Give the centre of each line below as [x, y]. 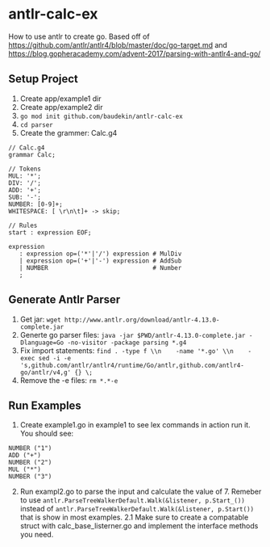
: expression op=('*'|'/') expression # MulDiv [100, 254]
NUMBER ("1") [30, 448]
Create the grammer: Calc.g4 [69, 133]
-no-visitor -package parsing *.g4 [127, 343]
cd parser [37, 125]
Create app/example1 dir [60, 99]
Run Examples [45, 405]
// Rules [23, 225]
